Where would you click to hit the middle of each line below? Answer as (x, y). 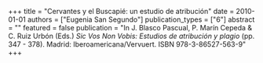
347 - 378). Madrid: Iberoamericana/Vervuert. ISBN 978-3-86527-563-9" (127, 44)
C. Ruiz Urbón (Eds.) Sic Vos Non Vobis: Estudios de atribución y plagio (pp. (131, 36)
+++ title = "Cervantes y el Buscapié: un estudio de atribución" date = (121, 11)
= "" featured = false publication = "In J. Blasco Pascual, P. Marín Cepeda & (130, 28)
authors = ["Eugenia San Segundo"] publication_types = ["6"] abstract (141, 19)
